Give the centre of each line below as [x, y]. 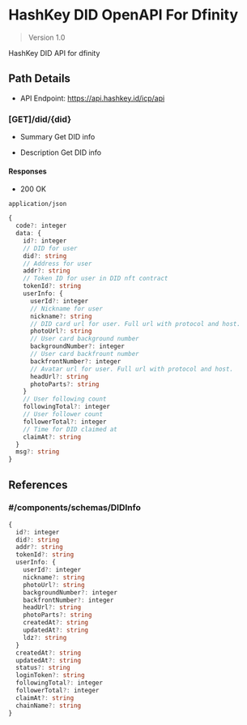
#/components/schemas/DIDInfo [75, 508]
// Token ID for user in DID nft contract [96, 279]
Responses [28, 171]
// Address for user [57, 264]
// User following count [65, 399]
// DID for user [51, 248]
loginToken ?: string [50, 676]
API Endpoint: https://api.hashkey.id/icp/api [92, 98]
